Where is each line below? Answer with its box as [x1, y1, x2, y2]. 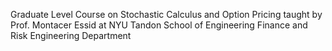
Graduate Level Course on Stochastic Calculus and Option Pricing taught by [10, 9, 323, 20]
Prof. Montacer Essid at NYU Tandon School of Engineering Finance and [10, 19, 308, 31]
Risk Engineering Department [10, 30, 132, 41]
